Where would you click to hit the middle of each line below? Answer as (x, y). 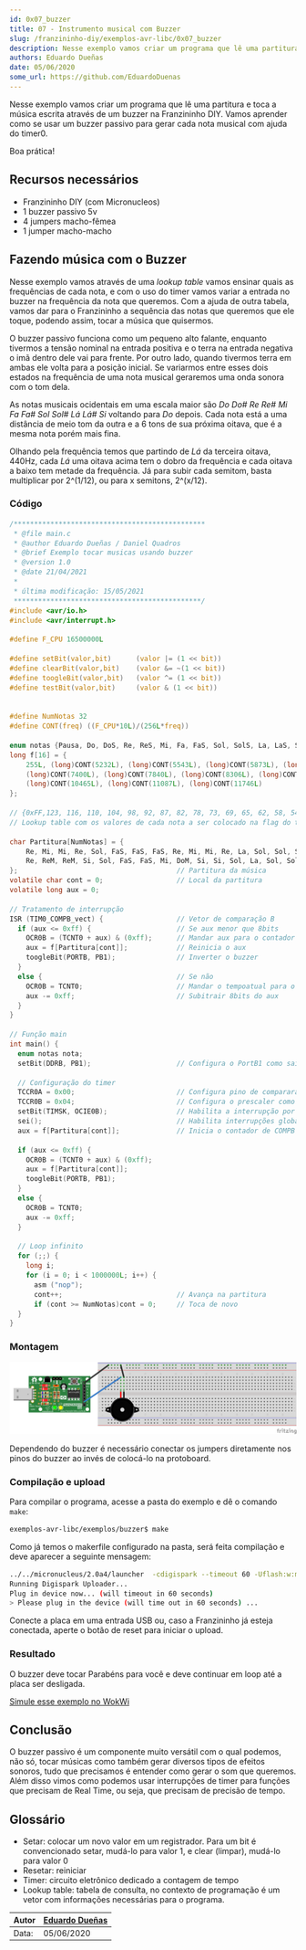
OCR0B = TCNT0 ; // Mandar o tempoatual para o (161, 986)
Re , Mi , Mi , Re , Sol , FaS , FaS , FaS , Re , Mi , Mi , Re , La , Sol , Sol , (158, 851)
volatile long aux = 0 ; (55, 891)
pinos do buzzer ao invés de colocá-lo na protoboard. (110, 1458)
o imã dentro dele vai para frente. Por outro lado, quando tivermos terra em (150, 357)
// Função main (38, 1035)
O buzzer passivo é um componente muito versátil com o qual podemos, (146, 1752)
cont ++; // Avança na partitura (150, 1294)
